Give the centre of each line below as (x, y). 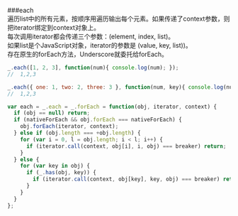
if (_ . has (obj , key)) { (61, 173)
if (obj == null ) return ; (52, 113)
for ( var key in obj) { (55, 166)
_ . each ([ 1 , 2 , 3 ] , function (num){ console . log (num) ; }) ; (93, 67)
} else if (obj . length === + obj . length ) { (77, 133)
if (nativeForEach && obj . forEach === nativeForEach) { (98, 120)
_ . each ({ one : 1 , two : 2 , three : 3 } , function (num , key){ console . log (115, 87)
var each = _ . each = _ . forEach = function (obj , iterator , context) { (112, 107)
